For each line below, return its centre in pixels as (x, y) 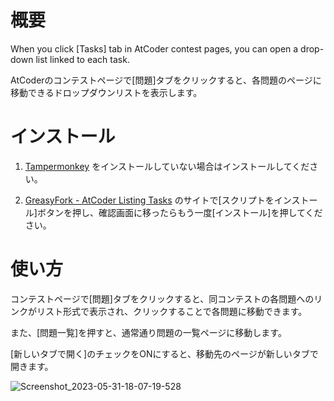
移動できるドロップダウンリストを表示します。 (106, 92)
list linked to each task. (82, 59)
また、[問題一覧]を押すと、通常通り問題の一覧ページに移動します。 (148, 332)
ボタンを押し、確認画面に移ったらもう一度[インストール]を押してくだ (179, 212)
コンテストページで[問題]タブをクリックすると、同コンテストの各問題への (162, 298)
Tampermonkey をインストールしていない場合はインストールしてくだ (167, 166)
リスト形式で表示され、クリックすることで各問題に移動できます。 (172, 311)
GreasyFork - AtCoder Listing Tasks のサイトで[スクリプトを (149, 200)
